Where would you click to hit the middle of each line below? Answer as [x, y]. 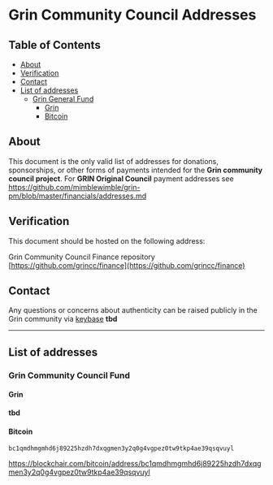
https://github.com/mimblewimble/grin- [74, 187]
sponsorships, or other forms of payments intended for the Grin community [136, 170]
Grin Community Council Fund [69, 375]
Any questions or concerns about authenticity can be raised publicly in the [133, 310]
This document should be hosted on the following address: [107, 240]
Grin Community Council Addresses [132, 15]
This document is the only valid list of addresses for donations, [114, 161]
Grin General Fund [63, 99]
